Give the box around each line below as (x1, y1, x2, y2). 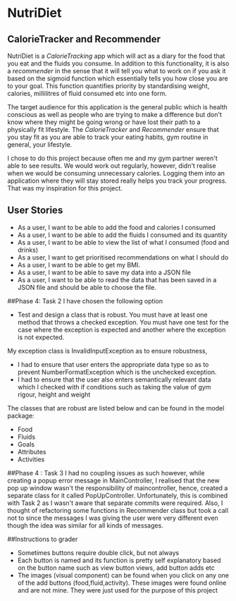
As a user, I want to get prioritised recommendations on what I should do (17, 253, 229, 262)
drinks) (17, 245, 39, 254)
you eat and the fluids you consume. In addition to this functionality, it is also (7, 59, 230, 68)
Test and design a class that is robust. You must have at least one (17, 310, 208, 319)
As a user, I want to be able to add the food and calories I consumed (17, 223, 216, 231)
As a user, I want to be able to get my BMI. (17, 260, 141, 269)
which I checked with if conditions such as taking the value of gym (17, 382, 211, 391)
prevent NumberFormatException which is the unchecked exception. (17, 368, 217, 376)
